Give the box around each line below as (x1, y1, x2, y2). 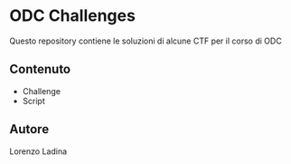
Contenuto (9, 62, 70, 77)
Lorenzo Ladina (9, 146, 68, 157)
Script (22, 95, 45, 106)
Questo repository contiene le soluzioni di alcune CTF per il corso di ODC (9, 35, 282, 46)
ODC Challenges (9, 5, 136, 26)
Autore (9, 121, 50, 137)
